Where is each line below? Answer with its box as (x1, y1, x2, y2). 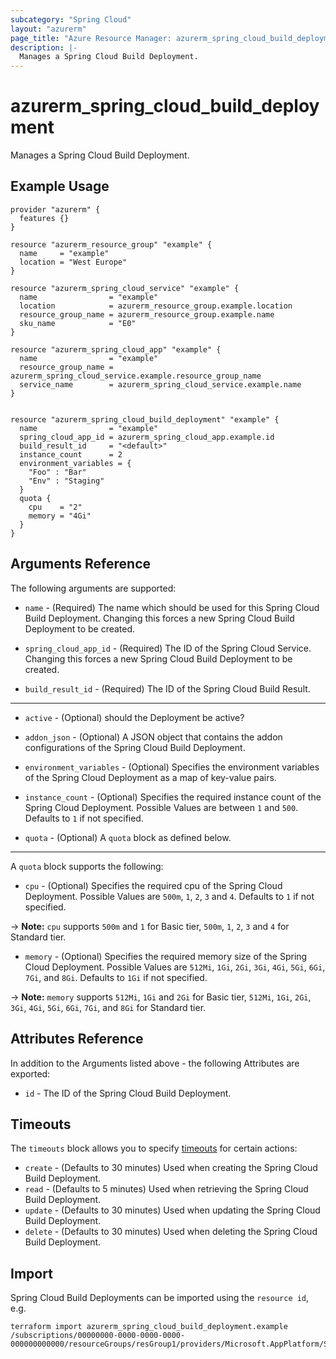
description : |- (10, 42, 78, 53)
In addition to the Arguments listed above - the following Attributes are (10, 1057, 300, 1069)
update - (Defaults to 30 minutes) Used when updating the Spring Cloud (24, 1204, 321, 1216)
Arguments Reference (10, 556, 152, 573)
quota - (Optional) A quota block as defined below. (24, 831, 232, 843)
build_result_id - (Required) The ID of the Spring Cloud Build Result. (24, 682, 311, 695)
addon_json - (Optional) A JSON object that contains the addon (24, 731, 283, 743)
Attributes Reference (10, 1031, 144, 1048)
